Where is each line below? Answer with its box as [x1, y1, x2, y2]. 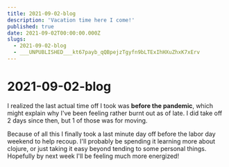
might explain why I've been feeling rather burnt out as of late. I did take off [7, 109, 223, 117]
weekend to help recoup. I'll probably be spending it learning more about [7, 137, 216, 146]
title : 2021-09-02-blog [7, 10, 76, 17]
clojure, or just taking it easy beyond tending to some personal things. [7, 144, 207, 152]
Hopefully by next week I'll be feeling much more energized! [7, 152, 179, 160]
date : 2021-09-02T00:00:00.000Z [7, 29, 101, 37]
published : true [7, 23, 54, 30]
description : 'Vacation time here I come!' [7, 17, 135, 24]
